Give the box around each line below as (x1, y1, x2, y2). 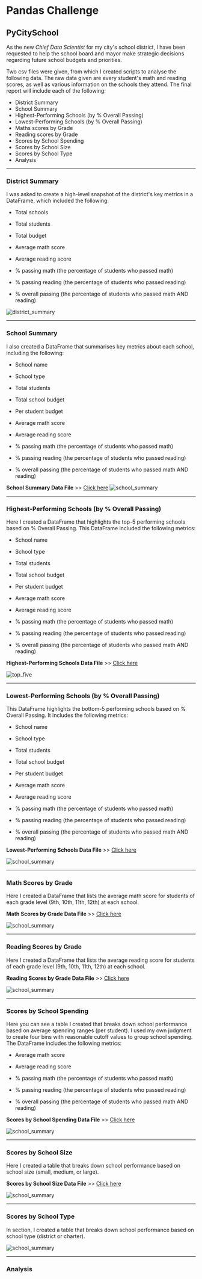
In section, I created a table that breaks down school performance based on (6, 1226, 194, 1233)
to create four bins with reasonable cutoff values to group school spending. (6, 1033, 193, 1041)
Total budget (14, 232, 47, 240)
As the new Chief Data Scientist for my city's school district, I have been (6, 43, 186, 51)
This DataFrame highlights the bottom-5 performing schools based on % (6, 705, 186, 713)
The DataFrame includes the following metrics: (6, 1039, 122, 1047)
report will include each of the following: (6, 87, 106, 94)
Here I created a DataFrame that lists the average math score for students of (6, 892, 195, 900)
